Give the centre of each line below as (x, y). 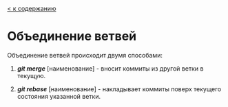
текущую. (31, 75)
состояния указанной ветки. (59, 96)
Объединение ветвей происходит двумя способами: (85, 55)
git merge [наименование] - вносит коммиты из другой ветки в (110, 68)
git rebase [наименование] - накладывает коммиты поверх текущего (119, 89)
